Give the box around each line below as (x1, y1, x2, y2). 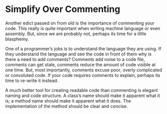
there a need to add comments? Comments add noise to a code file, (5, 56, 145, 62)
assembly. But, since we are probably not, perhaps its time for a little (5, 30, 146, 36)
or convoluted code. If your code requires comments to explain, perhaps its (5, 72, 160, 78)
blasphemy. (5, 36, 29, 42)
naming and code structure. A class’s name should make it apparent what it (5, 92, 160, 98)
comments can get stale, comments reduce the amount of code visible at (5, 61, 156, 67)
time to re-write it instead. (5, 77, 58, 83)
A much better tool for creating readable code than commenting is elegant (5, 87, 158, 93)
